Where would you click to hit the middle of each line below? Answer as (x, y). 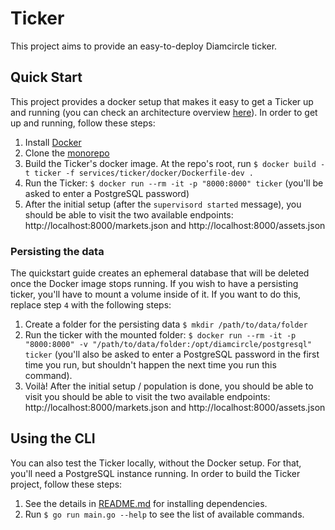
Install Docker (53, 142)
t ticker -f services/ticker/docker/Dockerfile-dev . (139, 173)
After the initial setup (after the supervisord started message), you (163, 204)
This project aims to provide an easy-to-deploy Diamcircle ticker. (144, 46)
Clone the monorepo (67, 153)
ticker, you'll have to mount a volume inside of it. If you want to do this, (156, 294)
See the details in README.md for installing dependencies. (146, 503)
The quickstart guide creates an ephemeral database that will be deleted (160, 273)
